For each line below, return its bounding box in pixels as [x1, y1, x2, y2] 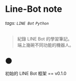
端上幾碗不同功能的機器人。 [17, 42, 74, 48]
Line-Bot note [5, 3, 63, 15]
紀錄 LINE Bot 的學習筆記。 [17, 36, 73, 42]
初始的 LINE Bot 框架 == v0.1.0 [5, 71, 67, 77]
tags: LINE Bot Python [5, 20, 49, 26]
